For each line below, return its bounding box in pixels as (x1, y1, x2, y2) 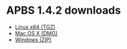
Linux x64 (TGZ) (14, 23, 56, 30)
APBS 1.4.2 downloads (6, 4, 121, 17)
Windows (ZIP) (14, 36, 52, 43)
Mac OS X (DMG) (14, 29, 58, 36)
